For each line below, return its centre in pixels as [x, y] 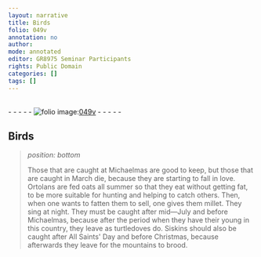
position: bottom [54, 155]
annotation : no [33, 37]
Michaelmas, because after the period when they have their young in [138, 220]
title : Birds [29, 23]
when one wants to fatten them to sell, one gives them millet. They [134, 204]
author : [21, 45]
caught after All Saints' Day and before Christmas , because [123, 237]
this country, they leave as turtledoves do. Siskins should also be [132, 229]
